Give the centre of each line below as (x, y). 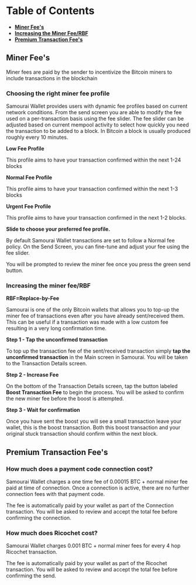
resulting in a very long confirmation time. (56, 329)
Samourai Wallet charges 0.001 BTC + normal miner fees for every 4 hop (93, 546)
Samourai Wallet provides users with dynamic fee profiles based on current (97, 106)
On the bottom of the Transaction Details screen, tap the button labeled (92, 386)
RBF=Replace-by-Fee (33, 298)
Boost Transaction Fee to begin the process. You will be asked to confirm (95, 392)
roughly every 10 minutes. (37, 137)
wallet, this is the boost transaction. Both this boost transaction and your (93, 427)
